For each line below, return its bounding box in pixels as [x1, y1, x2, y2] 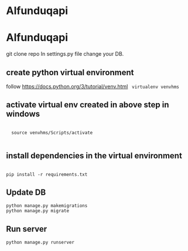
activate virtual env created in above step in [6, 100, 169, 110]
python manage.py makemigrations [6, 203, 88, 209]
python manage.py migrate [6, 208, 69, 214]
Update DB [6, 187, 46, 197]
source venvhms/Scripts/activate [11, 130, 93, 135]
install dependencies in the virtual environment [6, 151, 183, 161]
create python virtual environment [6, 67, 134, 77]
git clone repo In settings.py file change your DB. [6, 50, 124, 57]
